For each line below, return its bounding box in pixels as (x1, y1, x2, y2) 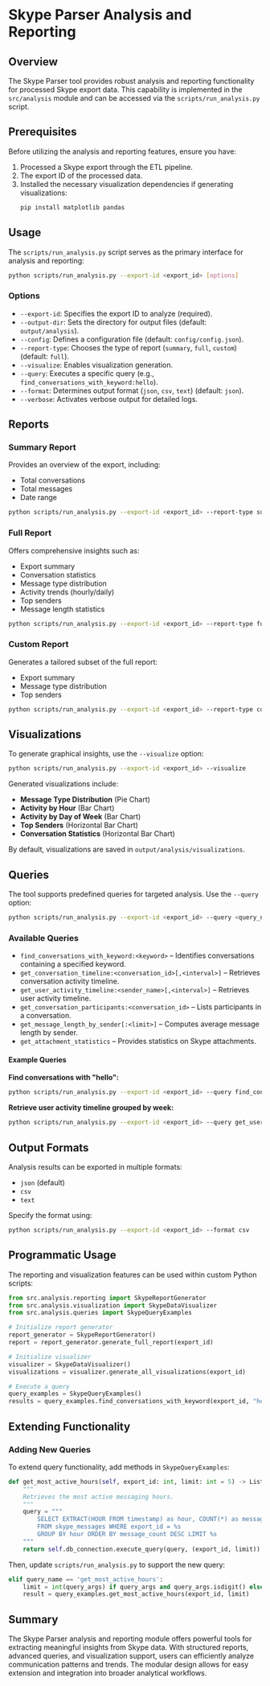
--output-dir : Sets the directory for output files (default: (19, 317, 207, 327)
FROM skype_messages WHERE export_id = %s (37, 1522, 182, 1531)
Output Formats (8, 1141, 89, 1154)
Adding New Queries (8, 1444, 91, 1455)
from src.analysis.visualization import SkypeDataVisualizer (8, 1301, 218, 1310)
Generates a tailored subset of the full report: (8, 657, 158, 666)
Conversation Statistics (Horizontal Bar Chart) (19, 829, 175, 839)
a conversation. (19, 1011, 72, 1021)
